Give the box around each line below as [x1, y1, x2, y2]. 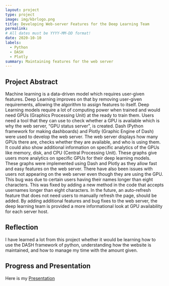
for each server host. [5, 208, 49, 214]
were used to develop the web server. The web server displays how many [5, 134, 158, 140]
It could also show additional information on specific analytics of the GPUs [5, 145, 159, 151]
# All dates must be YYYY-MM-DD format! [5, 31, 92, 36]
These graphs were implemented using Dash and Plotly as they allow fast [5, 161, 157, 167]
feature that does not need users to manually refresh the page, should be [5, 192, 157, 199]
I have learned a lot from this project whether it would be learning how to [5, 236, 156, 242]
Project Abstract [5, 78, 58, 86]
